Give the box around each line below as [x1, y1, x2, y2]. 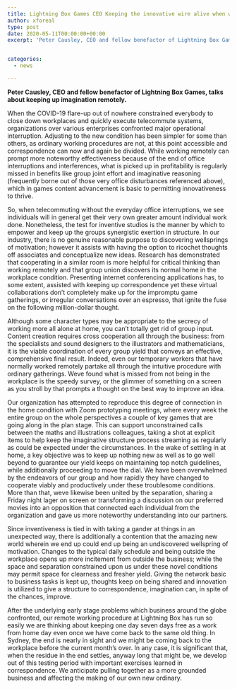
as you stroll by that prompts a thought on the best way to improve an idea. [7, 384, 226, 393]
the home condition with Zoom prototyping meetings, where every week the [7, 405, 228, 414]
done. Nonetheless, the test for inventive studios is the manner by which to [7, 220, 225, 228]
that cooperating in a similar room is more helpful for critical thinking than [7, 257, 221, 266]
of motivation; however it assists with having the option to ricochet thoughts [7, 243, 228, 251]
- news [13, 62, 33, 69]
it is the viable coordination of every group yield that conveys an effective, [7, 347, 223, 355]
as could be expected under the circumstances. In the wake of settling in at [7, 443, 226, 451]
